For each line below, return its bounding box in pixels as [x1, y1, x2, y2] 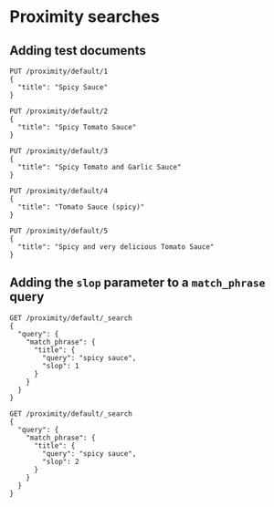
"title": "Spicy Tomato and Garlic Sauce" [17, 162, 182, 171]
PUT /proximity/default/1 [9, 67, 108, 76]
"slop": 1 [42, 361, 79, 370]
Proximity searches [9, 6, 160, 27]
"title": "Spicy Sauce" [17, 83, 108, 92]
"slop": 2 [42, 457, 79, 466]
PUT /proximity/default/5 [9, 226, 108, 235]
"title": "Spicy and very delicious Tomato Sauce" [17, 243, 215, 252]
